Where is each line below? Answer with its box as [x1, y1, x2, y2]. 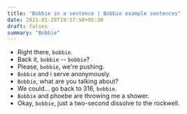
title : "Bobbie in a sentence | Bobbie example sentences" [7, 10, 181, 17]
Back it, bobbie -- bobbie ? [17, 56, 90, 64]
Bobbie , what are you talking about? [17, 77, 119, 86]
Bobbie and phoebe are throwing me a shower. [17, 92, 150, 100]
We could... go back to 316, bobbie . [17, 84, 118, 93]
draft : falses [7, 23, 48, 30]
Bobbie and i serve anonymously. [17, 70, 111, 78]
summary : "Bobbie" [7, 29, 60, 36]
